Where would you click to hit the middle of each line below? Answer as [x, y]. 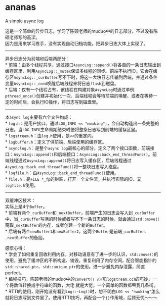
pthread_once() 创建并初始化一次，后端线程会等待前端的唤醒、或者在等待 [79, 96]
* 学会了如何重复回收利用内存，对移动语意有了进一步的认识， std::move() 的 [82, 254]
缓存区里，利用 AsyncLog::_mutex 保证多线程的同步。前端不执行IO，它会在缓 [82, 71]
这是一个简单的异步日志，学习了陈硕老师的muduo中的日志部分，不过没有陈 [82, 31]
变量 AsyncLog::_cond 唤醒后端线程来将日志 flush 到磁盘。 [62, 83]
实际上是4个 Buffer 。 [26, 206]
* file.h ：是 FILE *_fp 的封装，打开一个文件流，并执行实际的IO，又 [73, 179]
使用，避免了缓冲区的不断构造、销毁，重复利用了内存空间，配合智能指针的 [81, 260]
